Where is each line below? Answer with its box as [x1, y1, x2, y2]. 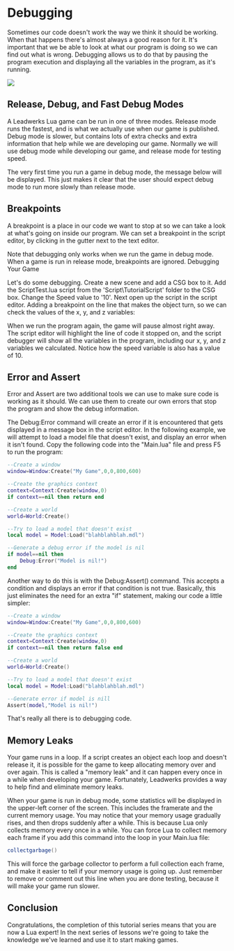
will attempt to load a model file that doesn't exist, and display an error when [7, 433, 227, 442]
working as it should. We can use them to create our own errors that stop [7, 397, 217, 406]
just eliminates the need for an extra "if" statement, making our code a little [7, 591, 223, 600]
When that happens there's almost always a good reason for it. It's [7, 35, 198, 43]
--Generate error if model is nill [7, 695, 111, 702]
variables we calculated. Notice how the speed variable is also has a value [7, 344, 221, 352]
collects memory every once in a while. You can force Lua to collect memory [7, 826, 227, 834]
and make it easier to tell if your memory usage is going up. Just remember [7, 867, 223, 876]
